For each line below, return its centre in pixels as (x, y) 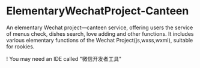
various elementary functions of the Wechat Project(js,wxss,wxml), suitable (100, 40)
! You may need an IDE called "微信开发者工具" (64, 58)
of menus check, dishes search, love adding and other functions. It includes (100, 33)
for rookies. (20, 47)
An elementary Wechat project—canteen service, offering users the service (100, 27)
